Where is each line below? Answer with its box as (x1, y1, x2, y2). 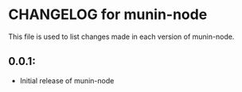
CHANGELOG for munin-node (8, 6, 208, 24)
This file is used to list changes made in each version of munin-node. (8, 32, 235, 41)
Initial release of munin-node (19, 75, 115, 85)
